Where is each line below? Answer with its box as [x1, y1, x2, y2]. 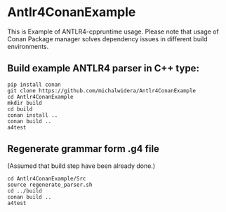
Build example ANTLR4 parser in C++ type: [7, 62, 200, 74]
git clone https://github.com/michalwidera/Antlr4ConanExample [7, 87, 197, 94]
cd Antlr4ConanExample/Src [7, 175, 86, 182]
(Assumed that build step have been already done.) [7, 162, 156, 170]
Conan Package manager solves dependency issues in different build [7, 34, 208, 43]
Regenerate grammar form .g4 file [7, 143, 160, 155]
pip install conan [7, 81, 61, 88]
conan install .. [7, 111, 58, 119]
